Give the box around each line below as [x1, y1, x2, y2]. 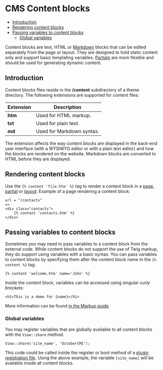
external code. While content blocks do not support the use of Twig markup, [5, 246, 158, 252]
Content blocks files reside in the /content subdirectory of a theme [5, 87, 140, 93]
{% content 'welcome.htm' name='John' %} [5, 271, 91, 276]
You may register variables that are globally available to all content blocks [5, 326, 152, 332]
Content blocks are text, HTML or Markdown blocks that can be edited [5, 44, 146, 50]
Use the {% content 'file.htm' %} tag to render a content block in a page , [5, 183, 155, 189]
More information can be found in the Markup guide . [5, 303, 110, 309]
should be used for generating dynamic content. [5, 60, 102, 65]
